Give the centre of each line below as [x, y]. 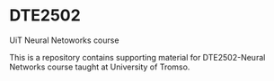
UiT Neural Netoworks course [64, 40]
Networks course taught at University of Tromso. [100, 67]
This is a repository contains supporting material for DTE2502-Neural [137, 57]
